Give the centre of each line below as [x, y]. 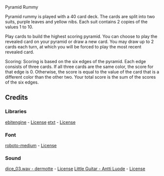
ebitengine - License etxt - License [40, 122]
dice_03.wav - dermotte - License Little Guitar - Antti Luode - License [75, 169]
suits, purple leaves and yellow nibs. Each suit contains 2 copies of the [76, 22]
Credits [17, 98]
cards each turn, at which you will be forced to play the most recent [73, 47]
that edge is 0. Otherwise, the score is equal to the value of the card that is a [82, 72]
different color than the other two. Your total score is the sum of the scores [81, 77]
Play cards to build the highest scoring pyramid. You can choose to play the [81, 36]
